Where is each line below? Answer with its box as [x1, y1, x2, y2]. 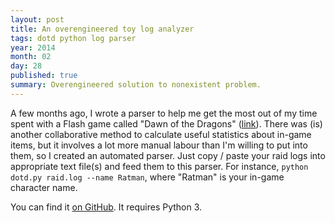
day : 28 [10, 61, 43, 71]
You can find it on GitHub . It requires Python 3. [10, 201, 203, 213]
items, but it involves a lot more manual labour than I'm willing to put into [10, 139, 308, 151]
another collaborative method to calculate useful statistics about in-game [10, 128, 312, 140]
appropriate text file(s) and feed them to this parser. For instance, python [10, 160, 309, 172]
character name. [10, 181, 78, 193]
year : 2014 [10, 42, 56, 53]
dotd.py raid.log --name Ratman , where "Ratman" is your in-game [10, 171, 285, 183]
